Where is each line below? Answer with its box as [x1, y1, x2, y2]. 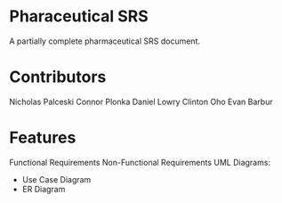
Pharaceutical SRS [9, 6, 149, 27]
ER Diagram [21, 183, 66, 194]
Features [9, 127, 77, 148]
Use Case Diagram [21, 174, 92, 184]
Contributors [9, 67, 107, 87]
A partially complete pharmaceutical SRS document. [9, 36, 200, 46]
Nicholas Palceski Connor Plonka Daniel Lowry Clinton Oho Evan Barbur [9, 96, 273, 107]
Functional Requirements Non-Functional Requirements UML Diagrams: [9, 157, 271, 167]
